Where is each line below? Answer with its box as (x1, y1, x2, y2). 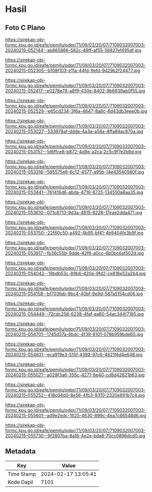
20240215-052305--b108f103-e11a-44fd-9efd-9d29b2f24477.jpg (5, 67, 141, 73)
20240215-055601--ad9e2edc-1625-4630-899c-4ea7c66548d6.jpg (5, 413, 146, 418)
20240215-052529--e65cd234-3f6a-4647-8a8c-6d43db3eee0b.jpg (5, 108, 148, 114)
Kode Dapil (7, 479, 33, 486)
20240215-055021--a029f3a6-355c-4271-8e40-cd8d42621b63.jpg (5, 372, 145, 378)
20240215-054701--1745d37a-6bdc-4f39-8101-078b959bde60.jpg (5, 331, 144, 337)
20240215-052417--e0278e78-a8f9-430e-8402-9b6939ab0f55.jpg (5, 88, 146, 93)
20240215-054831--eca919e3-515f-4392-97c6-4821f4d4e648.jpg (5, 352, 143, 358)
